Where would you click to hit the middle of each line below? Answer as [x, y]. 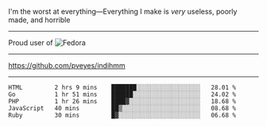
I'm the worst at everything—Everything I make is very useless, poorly [123, 12]
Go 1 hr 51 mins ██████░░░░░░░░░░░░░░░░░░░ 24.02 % [122, 94]
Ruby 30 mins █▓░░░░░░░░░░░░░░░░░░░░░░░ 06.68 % [122, 115]
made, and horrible [39, 20]
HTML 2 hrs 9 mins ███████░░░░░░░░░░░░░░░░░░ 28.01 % [122, 87]
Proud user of [31, 42]
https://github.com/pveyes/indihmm [67, 65]
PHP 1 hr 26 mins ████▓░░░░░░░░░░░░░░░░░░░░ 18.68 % [122, 102]
